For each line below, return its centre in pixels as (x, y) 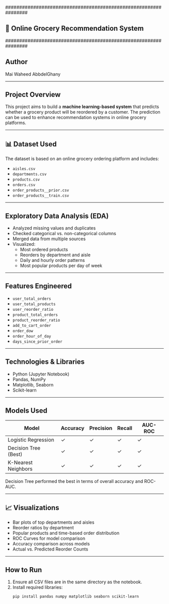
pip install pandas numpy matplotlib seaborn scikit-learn (76, 597)
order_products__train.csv (41, 196)
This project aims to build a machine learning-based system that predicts (82, 107)
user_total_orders (32, 299)
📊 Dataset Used (31, 144)
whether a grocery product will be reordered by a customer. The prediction (83, 112)
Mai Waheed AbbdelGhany (33, 74)
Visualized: (24, 244)
